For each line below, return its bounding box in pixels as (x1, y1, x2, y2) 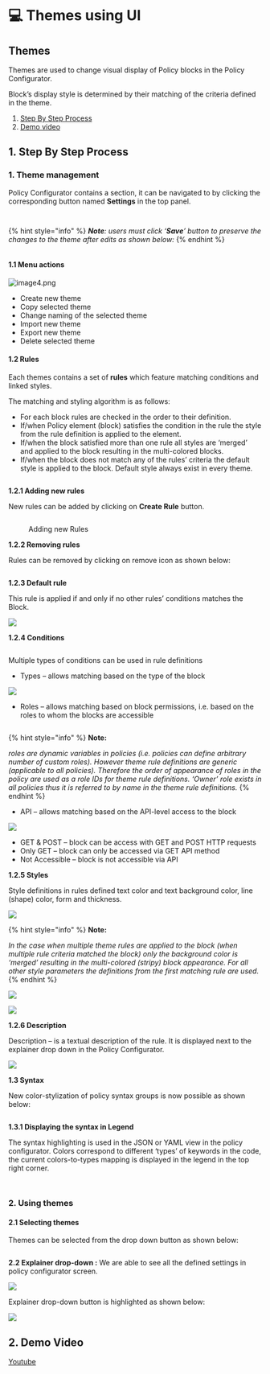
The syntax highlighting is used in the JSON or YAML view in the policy (8, 1137, 243, 1147)
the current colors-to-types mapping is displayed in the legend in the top (8, 1155, 250, 1165)
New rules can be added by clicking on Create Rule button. (8, 502, 205, 512)
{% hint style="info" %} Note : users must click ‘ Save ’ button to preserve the (8, 226, 262, 236)
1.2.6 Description (8, 1021, 67, 1030)
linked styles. (8, 381, 52, 391)
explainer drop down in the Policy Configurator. (8, 1045, 165, 1055)
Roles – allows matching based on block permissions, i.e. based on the (19, 701, 255, 712)
